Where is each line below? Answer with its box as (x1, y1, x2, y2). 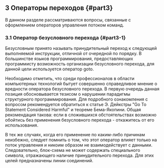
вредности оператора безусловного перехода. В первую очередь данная (5, 86, 160, 92)
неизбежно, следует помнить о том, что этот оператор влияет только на (5, 137, 157, 143)
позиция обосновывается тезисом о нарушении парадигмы (5, 91, 131, 97)
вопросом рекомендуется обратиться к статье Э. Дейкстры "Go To (5, 102, 147, 107)
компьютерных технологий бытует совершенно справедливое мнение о (5, 81, 158, 87)
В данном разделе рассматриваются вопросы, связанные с (5, 17, 131, 22)
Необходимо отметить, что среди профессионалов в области (5, 76, 135, 82)
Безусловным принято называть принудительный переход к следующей (5, 45, 157, 51)
